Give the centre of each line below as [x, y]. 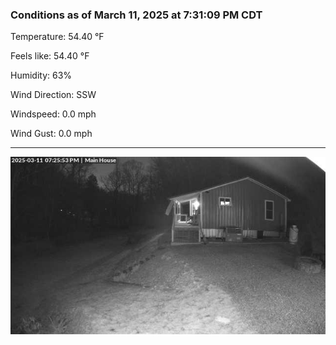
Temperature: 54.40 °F [57, 37]
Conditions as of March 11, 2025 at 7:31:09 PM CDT [136, 15]
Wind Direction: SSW [53, 95]
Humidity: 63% [41, 75]
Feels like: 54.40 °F [50, 56]
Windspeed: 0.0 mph [53, 114]
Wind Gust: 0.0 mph [51, 134]
